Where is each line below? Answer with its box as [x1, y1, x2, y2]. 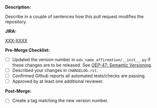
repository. [5, 19, 27, 24]
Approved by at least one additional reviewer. [12, 78, 104, 85]
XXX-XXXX [5, 38, 28, 43]
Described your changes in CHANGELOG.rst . [12, 67, 98, 73]
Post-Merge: [5, 88, 32, 94]
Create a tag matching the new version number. [12, 98, 109, 104]
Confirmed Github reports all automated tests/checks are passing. [12, 73, 146, 79]
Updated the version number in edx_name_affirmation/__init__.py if [12, 57, 151, 63]
